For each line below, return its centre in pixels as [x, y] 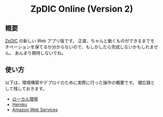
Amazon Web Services [35, 109]
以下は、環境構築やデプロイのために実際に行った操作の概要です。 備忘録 [78, 82]
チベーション [18, 47]
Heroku [19, 104]
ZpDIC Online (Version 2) [82, 9]
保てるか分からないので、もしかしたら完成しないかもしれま [94, 47]
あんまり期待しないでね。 [40, 53]
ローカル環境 [25, 99]
